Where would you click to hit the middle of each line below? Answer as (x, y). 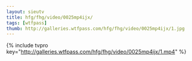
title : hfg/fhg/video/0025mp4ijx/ (50, 17)
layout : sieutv (25, 12)
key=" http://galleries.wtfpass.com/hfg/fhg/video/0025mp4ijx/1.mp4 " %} (97, 52)
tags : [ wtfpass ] (27, 23)
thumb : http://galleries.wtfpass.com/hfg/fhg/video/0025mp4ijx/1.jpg (96, 28)
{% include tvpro (27, 45)
